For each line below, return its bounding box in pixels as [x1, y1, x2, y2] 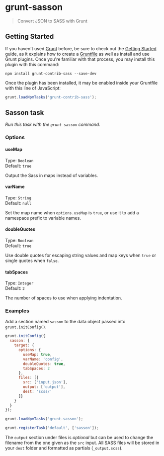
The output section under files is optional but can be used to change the [5, 435, 154, 441]
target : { [14, 343, 35, 348]
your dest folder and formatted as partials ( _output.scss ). [5, 445, 123, 451]
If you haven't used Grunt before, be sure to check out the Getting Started [5, 45, 157, 51]
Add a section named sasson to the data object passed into [5, 319, 126, 325]
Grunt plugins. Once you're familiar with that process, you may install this [5, 56, 155, 62]
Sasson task [5, 108, 44, 117]
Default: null [5, 200, 32, 206]
